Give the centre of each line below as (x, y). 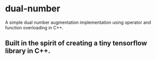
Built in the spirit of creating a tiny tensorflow (76, 43)
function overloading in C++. (34, 27)
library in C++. (28, 51)
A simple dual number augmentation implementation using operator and (78, 22)
